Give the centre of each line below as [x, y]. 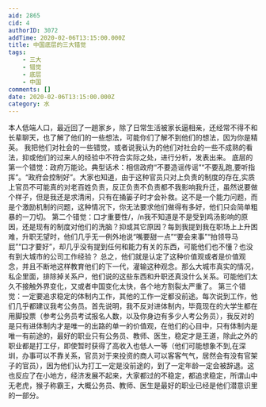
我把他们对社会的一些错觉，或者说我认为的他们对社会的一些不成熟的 [135, 148]
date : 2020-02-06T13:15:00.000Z [61, 97]
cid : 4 [19, 23]
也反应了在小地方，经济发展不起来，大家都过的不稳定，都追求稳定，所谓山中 [133, 376]
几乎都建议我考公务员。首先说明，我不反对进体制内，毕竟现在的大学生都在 [136, 306]
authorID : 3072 [33, 30]
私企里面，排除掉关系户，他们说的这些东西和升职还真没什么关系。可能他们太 [133, 276]
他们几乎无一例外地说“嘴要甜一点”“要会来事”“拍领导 [147, 237]
